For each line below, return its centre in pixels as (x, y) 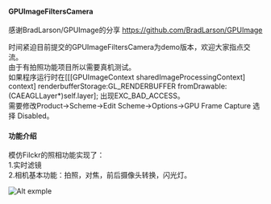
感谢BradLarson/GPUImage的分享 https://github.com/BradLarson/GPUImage (135, 30)
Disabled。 (35, 116)
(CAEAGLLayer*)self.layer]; (54, 96)
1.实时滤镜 (25, 165)
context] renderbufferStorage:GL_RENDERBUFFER (92, 86)
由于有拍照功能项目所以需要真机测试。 (72, 67)
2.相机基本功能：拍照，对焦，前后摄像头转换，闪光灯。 (100, 175)
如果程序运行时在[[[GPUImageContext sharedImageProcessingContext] (127, 77)
